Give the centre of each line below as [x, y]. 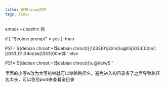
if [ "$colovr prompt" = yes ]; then [40, 39]
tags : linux [17, 14]
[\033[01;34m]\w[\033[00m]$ [36, 53]
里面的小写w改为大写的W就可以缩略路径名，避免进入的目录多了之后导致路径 [83, 73]
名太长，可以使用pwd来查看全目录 [40, 79]
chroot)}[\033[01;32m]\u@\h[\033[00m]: [115, 48]
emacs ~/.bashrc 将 [25, 29]
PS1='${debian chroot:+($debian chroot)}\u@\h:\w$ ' [59, 63]
